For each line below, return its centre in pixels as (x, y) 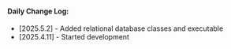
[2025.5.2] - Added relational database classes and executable (121, 28)
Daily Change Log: (38, 11)
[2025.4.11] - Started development (74, 37)
